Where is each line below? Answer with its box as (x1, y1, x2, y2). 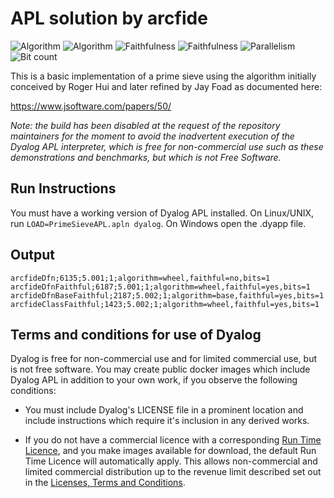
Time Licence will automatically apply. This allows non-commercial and (24, 455, 318, 467)
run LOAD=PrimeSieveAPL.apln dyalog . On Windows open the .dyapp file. (10, 217, 307, 229)
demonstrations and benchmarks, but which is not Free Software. (10, 151, 282, 163)
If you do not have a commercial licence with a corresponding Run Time (24, 434, 322, 446)
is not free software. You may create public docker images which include (10, 363, 311, 376)
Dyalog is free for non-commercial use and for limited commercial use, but (10, 353, 317, 365)
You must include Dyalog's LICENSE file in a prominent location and (24, 404, 304, 416)
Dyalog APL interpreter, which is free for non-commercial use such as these (10, 140, 324, 152)
